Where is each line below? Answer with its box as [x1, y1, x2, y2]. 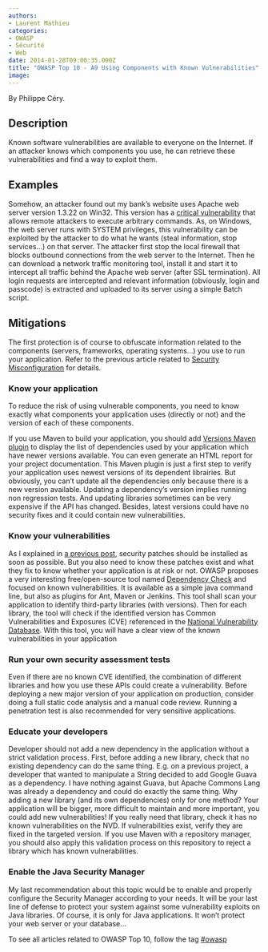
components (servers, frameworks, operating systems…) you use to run [8, 346, 246, 356]
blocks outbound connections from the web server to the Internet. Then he [8, 250, 255, 260]
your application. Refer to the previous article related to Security [8, 354, 220, 365]
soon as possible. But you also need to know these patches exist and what [8, 557, 254, 567]
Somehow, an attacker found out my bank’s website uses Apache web [8, 200, 240, 209]
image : [8, 71, 30, 79]
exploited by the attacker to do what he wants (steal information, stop [8, 233, 238, 243]
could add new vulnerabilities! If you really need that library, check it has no [8, 813, 258, 822]
